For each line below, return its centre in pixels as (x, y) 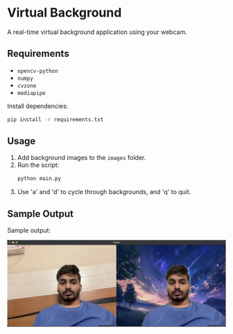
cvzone (27, 86)
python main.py (39, 179)
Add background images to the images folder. (81, 158)
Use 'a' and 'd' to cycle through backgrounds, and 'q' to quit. (104, 192)
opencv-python (37, 71)
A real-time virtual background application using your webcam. (97, 32)
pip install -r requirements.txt (55, 119)
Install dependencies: (38, 106)
